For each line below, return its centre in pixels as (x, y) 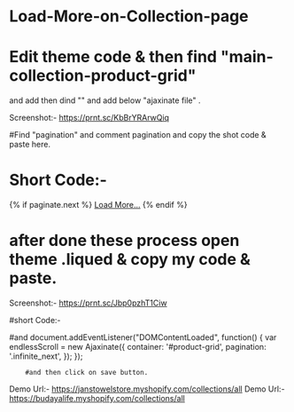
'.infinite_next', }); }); (46, 356)
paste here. (30, 145)
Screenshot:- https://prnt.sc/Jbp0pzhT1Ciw (88, 303)
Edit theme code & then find (113, 57)
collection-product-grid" (103, 76)
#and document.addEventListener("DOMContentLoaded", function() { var (143, 337)
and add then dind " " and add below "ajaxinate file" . (105, 100)
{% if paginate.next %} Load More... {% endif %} (98, 205)
